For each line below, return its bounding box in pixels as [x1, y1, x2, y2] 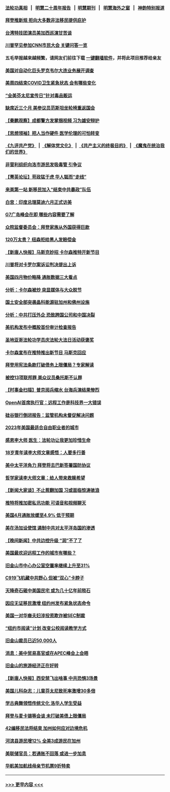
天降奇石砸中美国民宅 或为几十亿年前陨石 [5, 587, 91, 593]
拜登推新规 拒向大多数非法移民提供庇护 [5, 17, 87, 23]
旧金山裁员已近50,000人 [5, 638, 57, 644]
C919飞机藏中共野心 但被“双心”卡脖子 [5, 575, 84, 581]
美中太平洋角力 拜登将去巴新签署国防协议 [5, 462, 91, 468]
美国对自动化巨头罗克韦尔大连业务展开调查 [5, 67, 94, 73]
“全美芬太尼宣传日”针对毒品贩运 [5, 92, 72, 98]
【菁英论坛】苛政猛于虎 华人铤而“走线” [5, 174, 87, 180]
